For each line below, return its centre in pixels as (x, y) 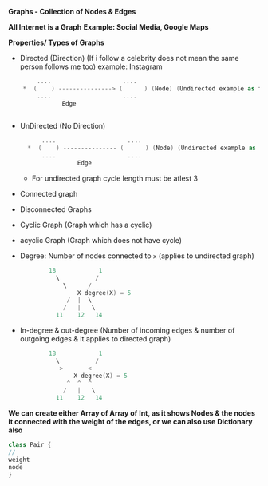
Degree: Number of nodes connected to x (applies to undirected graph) (137, 256)
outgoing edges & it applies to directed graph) (95, 339)
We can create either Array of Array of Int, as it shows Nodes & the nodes (132, 413)
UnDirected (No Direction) (63, 126)
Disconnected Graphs (55, 209)
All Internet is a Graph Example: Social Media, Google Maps (108, 27)
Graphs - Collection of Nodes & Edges (72, 12)
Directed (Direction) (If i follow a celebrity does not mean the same (129, 58)
